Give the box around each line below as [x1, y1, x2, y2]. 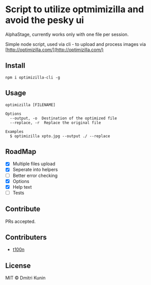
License [5, 261, 31, 270]
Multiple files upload [12, 161, 55, 167]
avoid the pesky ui [5, 14, 84, 26]
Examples [5, 129, 24, 134]
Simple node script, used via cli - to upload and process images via [5, 41, 146, 47]
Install [5, 61, 25, 70]
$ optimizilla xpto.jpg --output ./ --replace [10, 134, 110, 139]
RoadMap [5, 147, 37, 156]
